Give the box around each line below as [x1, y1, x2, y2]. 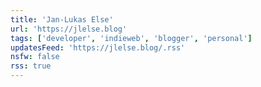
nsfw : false [10, 52, 60, 62]
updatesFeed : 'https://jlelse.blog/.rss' [10, 42, 186, 53]
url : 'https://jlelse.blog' [10, 24, 128, 34]
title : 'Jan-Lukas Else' [10, 14, 114, 25]
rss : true [10, 61, 52, 71]
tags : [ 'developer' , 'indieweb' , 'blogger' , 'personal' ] [10, 33, 253, 43]
